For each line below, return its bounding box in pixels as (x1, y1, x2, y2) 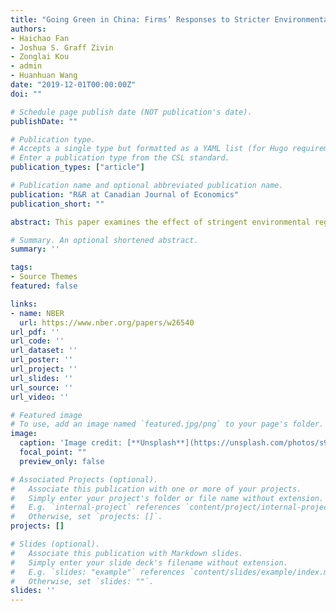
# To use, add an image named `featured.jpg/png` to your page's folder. (10, 419, 325, 430)
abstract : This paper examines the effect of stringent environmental (10, 217, 311, 227)
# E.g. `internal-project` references (10, 502, 182, 513)
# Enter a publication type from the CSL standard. (10, 153, 230, 163)
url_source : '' (10, 382, 74, 393)
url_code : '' (10, 336, 65, 346)
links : (10, 299, 38, 309)
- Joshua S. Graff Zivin (10, 42, 114, 53)
